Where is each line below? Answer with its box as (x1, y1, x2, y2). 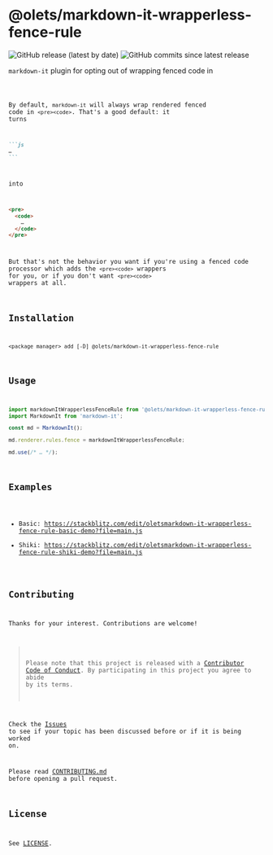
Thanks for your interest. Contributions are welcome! (8, 620, 198, 628)
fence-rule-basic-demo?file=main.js (19, 527, 143, 535)
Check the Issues (8, 720, 67, 728)
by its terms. (25, 680, 74, 689)
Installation (8, 312, 75, 323)
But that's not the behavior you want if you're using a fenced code (8, 257, 249, 265)
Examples (8, 481, 53, 493)
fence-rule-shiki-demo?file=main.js (19, 548, 143, 556)
